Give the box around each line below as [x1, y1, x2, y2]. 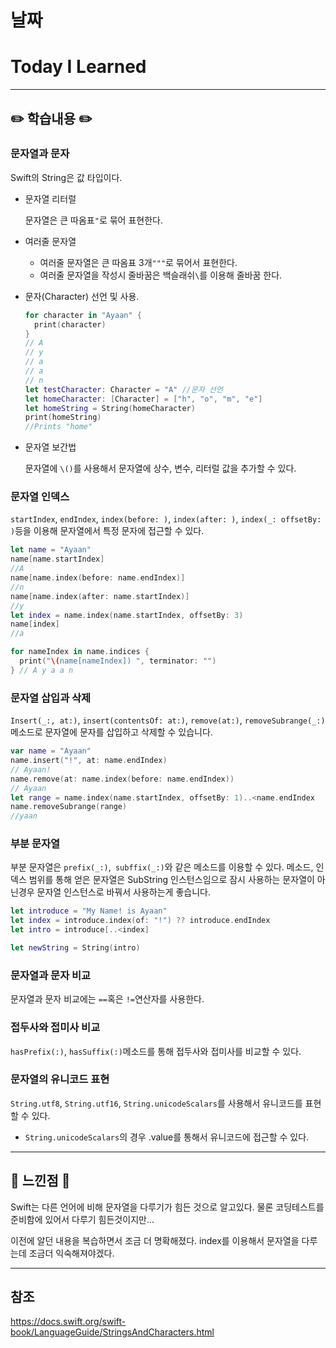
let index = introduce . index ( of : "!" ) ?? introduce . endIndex [10, 916, 271, 926]
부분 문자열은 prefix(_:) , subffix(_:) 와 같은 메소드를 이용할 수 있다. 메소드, [10, 861, 314, 873]
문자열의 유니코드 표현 [10, 1072, 110, 1086]
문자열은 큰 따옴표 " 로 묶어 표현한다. [24, 214, 163, 226]
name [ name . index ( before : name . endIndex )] [10, 573, 186, 583]
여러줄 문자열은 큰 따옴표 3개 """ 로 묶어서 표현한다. [39, 256, 238, 268]
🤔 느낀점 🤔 [10, 1172, 71, 1190]
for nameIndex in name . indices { [10, 647, 150, 657]
